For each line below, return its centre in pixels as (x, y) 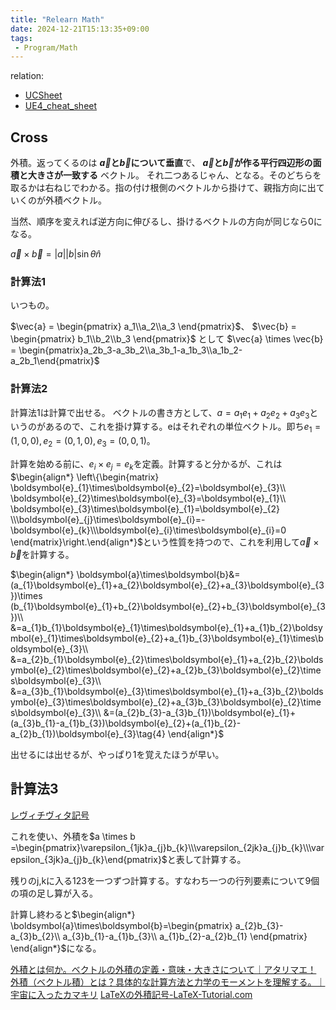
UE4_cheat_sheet (61, 106)
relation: (27, 76)
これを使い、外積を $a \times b (73, 836)
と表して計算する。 (206, 859)
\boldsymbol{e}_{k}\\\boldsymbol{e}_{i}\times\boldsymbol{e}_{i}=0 (148, 530)
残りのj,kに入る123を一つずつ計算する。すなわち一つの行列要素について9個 (165, 880)
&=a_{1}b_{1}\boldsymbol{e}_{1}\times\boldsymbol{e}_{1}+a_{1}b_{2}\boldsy (166, 627)
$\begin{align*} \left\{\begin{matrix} (85, 477)
